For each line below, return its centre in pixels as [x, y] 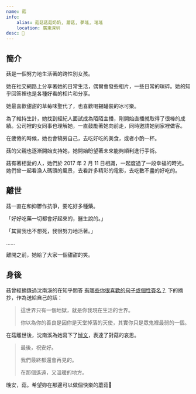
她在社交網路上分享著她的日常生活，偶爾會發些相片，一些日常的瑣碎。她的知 [98, 86]
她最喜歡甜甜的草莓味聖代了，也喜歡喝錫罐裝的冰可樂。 [73, 106]
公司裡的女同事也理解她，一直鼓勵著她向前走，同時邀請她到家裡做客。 [101, 125]
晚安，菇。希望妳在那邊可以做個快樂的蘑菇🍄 [59, 385]
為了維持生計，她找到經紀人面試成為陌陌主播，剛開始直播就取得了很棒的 [93, 118]
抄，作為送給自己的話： [34, 297]
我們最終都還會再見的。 [49, 360]
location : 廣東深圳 [38, 28]
